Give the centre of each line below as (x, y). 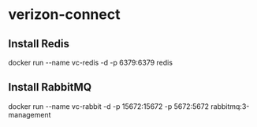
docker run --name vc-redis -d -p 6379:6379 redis (91, 62)
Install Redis (39, 44)
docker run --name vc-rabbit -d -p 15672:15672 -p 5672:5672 (109, 106)
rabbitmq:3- (230, 106)
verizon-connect (64, 15)
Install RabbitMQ (50, 87)
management (30, 114)
